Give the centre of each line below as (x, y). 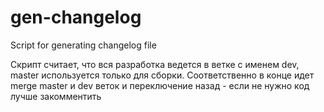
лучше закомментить (56, 96)
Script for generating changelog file (83, 45)
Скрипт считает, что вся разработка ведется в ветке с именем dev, (155, 64)
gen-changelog (76, 17)
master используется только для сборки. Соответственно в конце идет (162, 75)
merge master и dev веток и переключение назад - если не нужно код (160, 85)
